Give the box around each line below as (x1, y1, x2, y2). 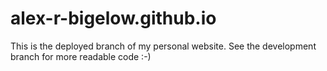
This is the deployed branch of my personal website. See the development (10, 40, 317, 52)
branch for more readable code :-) (10, 50, 152, 62)
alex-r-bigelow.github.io (10, 7, 217, 30)
